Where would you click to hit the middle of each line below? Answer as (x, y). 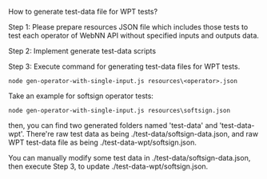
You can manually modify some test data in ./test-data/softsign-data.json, (130, 158)
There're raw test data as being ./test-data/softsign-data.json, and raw (142, 134)
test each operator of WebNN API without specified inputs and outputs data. (134, 36)
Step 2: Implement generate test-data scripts (82, 51)
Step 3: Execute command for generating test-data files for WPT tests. (124, 66)
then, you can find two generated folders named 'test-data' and (113, 125)
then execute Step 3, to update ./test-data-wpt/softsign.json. (108, 166)
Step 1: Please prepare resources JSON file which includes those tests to (128, 27)
